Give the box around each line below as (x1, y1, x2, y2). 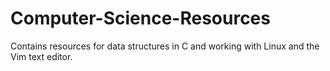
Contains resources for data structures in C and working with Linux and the (10, 40, 320, 52)
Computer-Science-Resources (10, 7, 271, 30)
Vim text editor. (10, 50, 73, 62)
